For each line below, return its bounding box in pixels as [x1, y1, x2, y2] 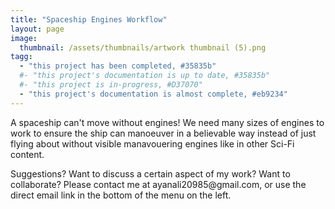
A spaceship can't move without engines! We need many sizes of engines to [10, 116, 325, 128]
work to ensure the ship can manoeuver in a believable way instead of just [10, 127, 317, 139]
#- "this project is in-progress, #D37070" [19, 80, 203, 90]
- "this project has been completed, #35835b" [19, 61, 217, 71]
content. [10, 148, 45, 160]
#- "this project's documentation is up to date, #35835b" [19, 71, 271, 81]
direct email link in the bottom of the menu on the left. [10, 189, 232, 201]
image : [10, 33, 38, 43]
